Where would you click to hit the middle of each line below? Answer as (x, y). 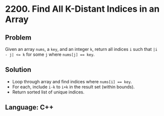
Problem (18, 37)
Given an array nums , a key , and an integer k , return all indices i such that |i (81, 49)
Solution (18, 70)
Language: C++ (29, 107)
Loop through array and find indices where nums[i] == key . (72, 81)
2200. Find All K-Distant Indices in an (82, 9)
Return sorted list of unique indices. (48, 92)
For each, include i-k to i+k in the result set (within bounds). (73, 87)
